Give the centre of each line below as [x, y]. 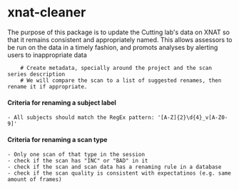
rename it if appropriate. [47, 86]
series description [36, 74]
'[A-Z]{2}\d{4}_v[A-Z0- [193, 118]
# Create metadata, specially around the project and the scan [116, 68]
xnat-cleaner [47, 12]
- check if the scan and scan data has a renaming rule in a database [115, 167]
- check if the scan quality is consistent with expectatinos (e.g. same [119, 173]
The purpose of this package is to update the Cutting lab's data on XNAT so [119, 32]
